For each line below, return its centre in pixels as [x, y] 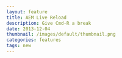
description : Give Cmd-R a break [49, 23]
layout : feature [27, 12]
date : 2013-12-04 [28, 29]
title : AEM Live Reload [37, 18]
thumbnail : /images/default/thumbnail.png [61, 34]
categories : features [34, 40]
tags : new [19, 46]
